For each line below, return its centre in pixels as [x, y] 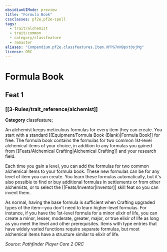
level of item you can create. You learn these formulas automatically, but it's [83, 177]
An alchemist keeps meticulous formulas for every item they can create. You [84, 130]
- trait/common [25, 33]
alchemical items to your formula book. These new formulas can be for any [82, 171]
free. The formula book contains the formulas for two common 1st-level [78, 140]
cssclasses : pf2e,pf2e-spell [35, 19]
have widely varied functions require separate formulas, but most [72, 229]
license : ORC [19, 52]
